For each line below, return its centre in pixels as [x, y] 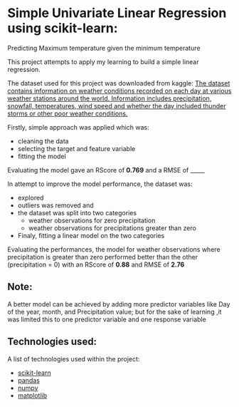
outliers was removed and [55, 205]
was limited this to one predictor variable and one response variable [107, 319]
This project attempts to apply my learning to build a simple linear [103, 61]
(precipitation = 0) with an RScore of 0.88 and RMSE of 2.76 [96, 264]
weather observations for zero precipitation [92, 220]
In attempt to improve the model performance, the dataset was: [100, 184]
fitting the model [42, 156]
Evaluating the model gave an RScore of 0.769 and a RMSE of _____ [106, 170]
